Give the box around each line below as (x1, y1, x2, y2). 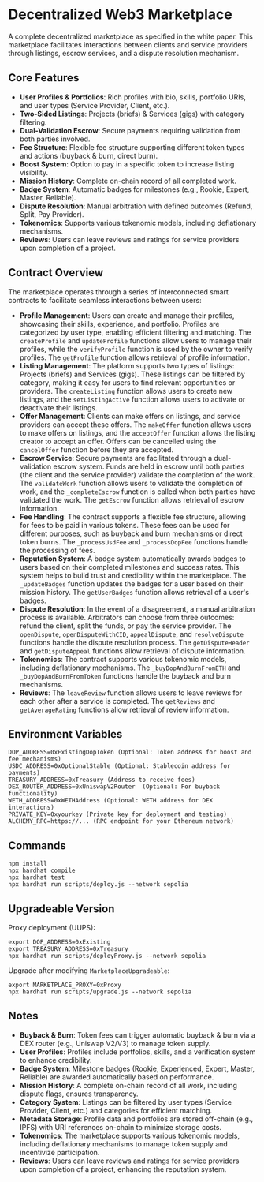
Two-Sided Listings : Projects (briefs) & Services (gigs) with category (19, 109, 245, 118)
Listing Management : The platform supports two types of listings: (19, 361, 235, 370)
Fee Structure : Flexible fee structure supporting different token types (19, 142, 245, 151)
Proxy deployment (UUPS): (8, 923, 96, 932)
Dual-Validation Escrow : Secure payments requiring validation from (19, 125, 241, 135)
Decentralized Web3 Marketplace (8, 6, 232, 24)
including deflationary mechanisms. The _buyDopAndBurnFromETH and (19, 663, 240, 672)
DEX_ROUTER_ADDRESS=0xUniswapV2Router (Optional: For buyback (8, 783, 221, 791)
